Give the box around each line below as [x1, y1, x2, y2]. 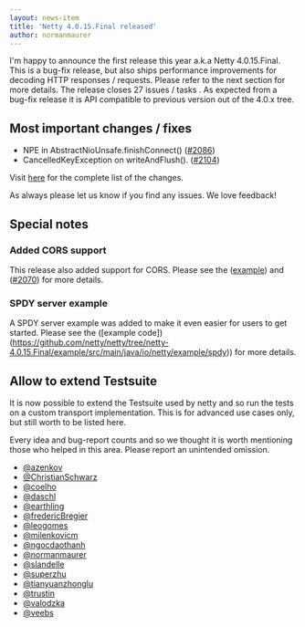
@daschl [22, 490, 57, 502]
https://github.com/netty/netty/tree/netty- [12, 337, 169, 348]
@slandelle [22, 559, 65, 570]
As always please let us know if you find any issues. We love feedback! [9, 190, 277, 201]
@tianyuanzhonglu [22, 578, 94, 589]
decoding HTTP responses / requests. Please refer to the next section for [9, 75, 286, 86]
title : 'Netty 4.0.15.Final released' [9, 22, 157, 31]
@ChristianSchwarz [22, 471, 98, 482]
